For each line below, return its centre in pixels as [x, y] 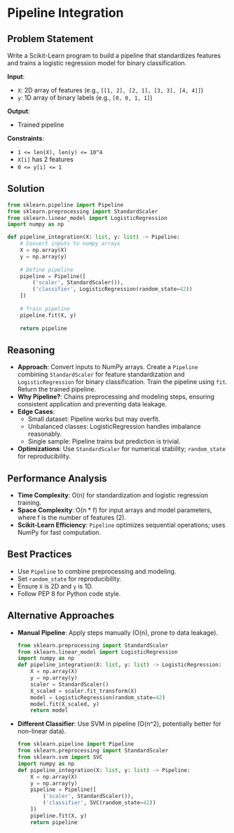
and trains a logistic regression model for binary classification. [97, 63]
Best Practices [40, 555]
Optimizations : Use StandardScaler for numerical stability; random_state [122, 449]
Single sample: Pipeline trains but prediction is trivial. [104, 441]
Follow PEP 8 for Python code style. [69, 593]
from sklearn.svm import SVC [60, 757]
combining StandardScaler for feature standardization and [101, 374]
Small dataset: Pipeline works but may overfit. [94, 419]
